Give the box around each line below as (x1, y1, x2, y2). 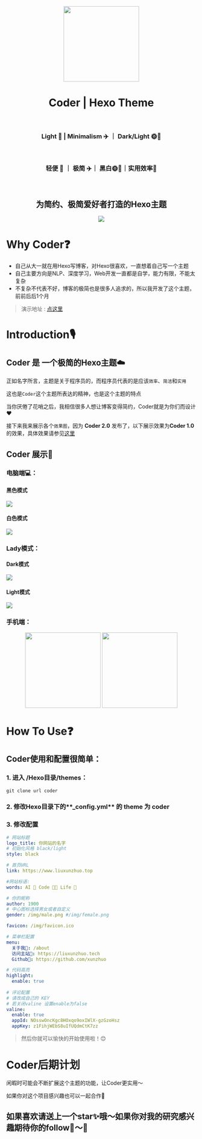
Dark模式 (6, 560, 30, 568)
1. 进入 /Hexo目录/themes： (6, 773, 87, 782)
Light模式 (6, 588, 30, 595)
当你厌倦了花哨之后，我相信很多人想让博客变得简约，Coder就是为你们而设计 (6, 403, 196, 410)
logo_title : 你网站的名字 (6, 840, 66, 846)
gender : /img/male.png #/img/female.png (6, 912, 110, 918)
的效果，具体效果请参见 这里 (6, 430, 75, 437)
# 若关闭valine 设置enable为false (6, 1001, 87, 1007)
